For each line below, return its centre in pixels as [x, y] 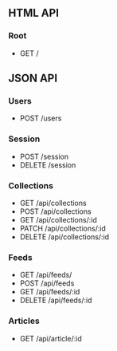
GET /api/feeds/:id [50, 292]
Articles [24, 321]
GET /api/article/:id [51, 338]
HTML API [34, 13]
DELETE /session [48, 165]
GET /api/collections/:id [58, 219]
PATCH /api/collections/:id [62, 228]
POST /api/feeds [47, 283]
